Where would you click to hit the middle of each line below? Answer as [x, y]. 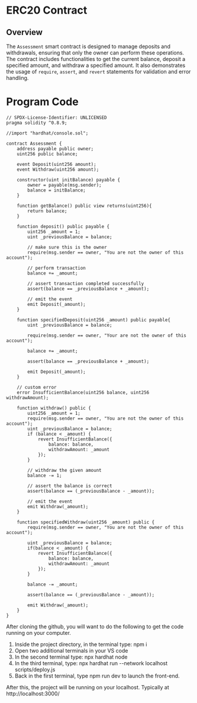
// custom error [37, 387]
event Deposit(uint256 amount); [56, 164]
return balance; [47, 211]
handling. [17, 78]
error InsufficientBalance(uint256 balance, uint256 [83, 392]
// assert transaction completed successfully [86, 283]
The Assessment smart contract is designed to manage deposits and [88, 46]
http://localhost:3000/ [33, 694]
